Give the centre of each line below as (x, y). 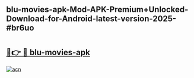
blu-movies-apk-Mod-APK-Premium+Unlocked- (97, 10)
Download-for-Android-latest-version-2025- (91, 19)
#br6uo (20, 28)
